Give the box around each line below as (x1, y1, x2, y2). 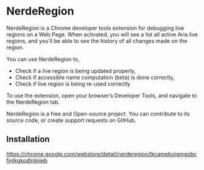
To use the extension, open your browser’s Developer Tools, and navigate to (6, 92, 197, 99)
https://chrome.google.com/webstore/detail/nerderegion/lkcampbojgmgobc (6, 150, 197, 157)
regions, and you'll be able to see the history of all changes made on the (6, 37, 188, 44)
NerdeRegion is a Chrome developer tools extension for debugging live (6, 24, 185, 32)
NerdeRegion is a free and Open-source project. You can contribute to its (6, 110, 190, 117)
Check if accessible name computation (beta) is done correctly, (15, 73, 175, 81)
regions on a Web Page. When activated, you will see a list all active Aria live (6, 30, 198, 38)
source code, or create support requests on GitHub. (6, 117, 136, 124)
